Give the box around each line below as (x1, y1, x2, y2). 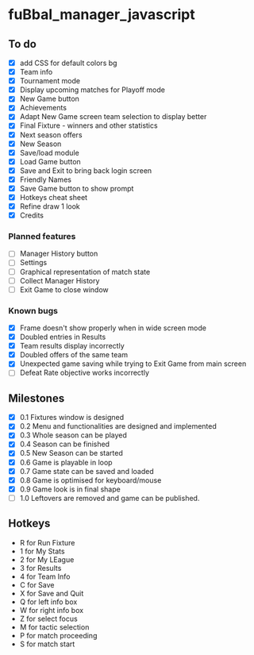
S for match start (19, 639, 75, 649)
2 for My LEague (19, 554, 75, 564)
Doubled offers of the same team (19, 350, 129, 360)
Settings (19, 258, 48, 268)
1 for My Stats (19, 546, 65, 556)
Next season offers (19, 129, 83, 140)
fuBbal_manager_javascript (8, 6, 196, 24)
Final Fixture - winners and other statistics (19, 121, 158, 130)
